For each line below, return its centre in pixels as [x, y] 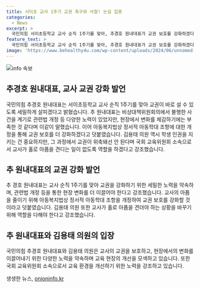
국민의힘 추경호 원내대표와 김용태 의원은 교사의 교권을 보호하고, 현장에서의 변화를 [100, 251]
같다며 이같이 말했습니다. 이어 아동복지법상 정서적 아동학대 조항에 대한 [104, 126]
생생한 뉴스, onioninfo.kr [35, 278]
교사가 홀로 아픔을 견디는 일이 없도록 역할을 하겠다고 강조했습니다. [88, 149]
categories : [21, 17]
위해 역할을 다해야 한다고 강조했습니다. [51, 215]
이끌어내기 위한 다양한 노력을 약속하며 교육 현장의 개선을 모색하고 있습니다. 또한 [98, 258]
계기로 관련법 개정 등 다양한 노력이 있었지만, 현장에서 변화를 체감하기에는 [101, 119]
